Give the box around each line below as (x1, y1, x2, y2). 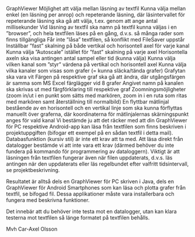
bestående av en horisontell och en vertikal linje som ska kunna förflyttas (6, 105, 183, 111)
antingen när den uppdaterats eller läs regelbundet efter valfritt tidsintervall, (6, 160, 189, 167)
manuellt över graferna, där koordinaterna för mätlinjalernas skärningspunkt (6, 111, 189, 118)
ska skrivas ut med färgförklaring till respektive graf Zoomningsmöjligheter (6, 86, 186, 92)
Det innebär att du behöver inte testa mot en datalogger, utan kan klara (6, 208, 177, 215)
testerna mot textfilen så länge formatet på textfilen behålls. (6, 214, 150, 221)
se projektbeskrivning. (6, 167, 60, 173)
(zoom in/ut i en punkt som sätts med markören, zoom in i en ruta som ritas (6, 92, 187, 99)
